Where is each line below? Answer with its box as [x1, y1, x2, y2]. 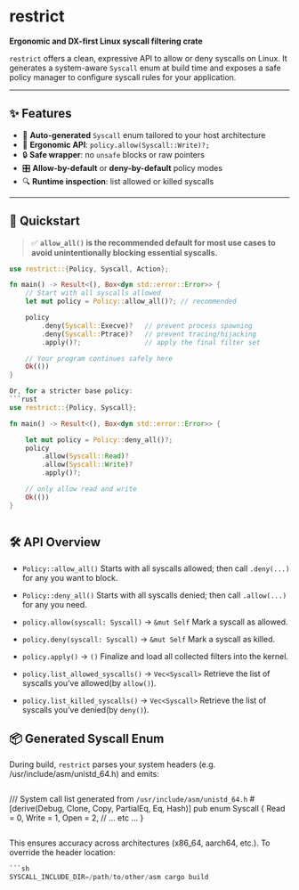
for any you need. [21, 599, 87, 609]
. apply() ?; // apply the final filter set [41, 338, 261, 347]
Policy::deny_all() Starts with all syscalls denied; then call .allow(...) [21, 590, 287, 600]
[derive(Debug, [9, 804, 65, 814]
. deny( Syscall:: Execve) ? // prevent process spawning [41, 321, 253, 331]
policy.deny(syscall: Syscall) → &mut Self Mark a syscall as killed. [21, 633, 276, 644]
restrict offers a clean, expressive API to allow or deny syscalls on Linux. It [9, 53, 287, 63]
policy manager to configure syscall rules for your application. [9, 71, 237, 82]
